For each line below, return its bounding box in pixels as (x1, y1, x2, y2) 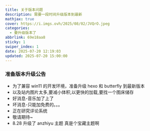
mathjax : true (5, 16, 35, 21)
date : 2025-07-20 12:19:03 (5, 49, 61, 54)
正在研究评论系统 (12, 108, 48, 114)
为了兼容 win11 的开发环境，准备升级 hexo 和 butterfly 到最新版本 (12, 83, 145, 89)
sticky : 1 (5, 40, 26, 45)
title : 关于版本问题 (5, 7, 43, 12)
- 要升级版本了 (9, 30, 37, 35)
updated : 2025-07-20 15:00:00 (5, 53, 68, 59)
